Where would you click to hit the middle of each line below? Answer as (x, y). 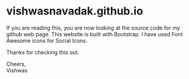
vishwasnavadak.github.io (75, 11)
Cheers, (16, 64)
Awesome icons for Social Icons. (47, 40)
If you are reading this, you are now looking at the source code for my (93, 28)
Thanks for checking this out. (43, 52)
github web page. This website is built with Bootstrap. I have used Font (94, 34)
